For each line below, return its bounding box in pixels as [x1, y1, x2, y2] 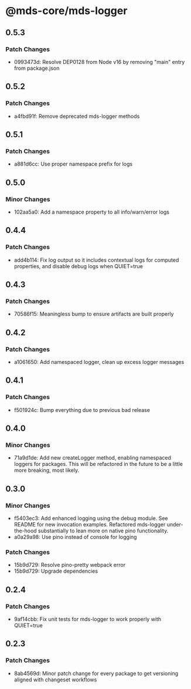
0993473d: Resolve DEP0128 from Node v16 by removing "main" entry [13, 58, 185, 65]
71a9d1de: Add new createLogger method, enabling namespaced [13, 454, 171, 461]
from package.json [13, 65, 60, 72]
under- [166, 521, 183, 528]
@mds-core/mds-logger [5, 4, 128, 18]
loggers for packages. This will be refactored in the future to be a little [13, 461, 183, 468]
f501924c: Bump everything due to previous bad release [13, 406, 151, 413]
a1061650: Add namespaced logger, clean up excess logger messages [13, 359, 185, 365]
